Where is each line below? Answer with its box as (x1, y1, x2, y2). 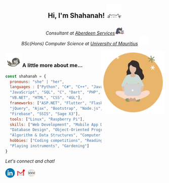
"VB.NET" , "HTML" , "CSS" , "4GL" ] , (10, 95, 82, 101)
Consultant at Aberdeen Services (45, 30, 115, 36)
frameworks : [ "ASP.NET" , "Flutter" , (10, 101, 87, 106)
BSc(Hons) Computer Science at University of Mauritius (21, 40, 138, 46)
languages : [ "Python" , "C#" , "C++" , (10, 84, 90, 89)
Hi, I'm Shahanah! (48, 11, 105, 20)
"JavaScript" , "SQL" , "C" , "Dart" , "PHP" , (10, 90, 101, 95)
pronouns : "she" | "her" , (10, 79, 65, 84)
